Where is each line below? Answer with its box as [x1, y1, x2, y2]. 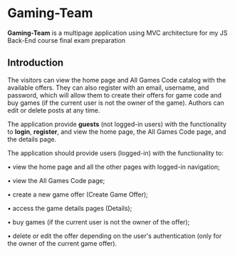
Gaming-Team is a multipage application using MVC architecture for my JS [7, 28, 228, 37]
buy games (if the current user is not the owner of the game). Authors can [7, 98, 224, 107]
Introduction [7, 57, 64, 69]
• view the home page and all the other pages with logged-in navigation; [7, 162, 220, 171]
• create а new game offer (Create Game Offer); [7, 190, 148, 199]
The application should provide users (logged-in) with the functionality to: [7, 148, 224, 157]
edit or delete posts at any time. [7, 105, 100, 115]
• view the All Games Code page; [7, 176, 105, 184]
